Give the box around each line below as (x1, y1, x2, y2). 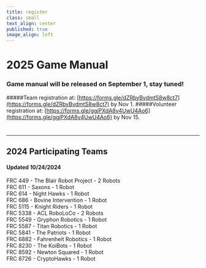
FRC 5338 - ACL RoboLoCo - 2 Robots (6, 209, 104, 217)
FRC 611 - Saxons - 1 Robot (6, 184, 75, 191)
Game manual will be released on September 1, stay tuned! (6, 80, 184, 89)
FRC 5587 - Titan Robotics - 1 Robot (6, 223, 97, 230)
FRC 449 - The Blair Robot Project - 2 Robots (6, 177, 121, 184)
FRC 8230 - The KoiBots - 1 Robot (6, 242, 92, 250)
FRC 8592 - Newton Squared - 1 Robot (6, 248, 104, 256)
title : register (6, 9, 48, 15)
